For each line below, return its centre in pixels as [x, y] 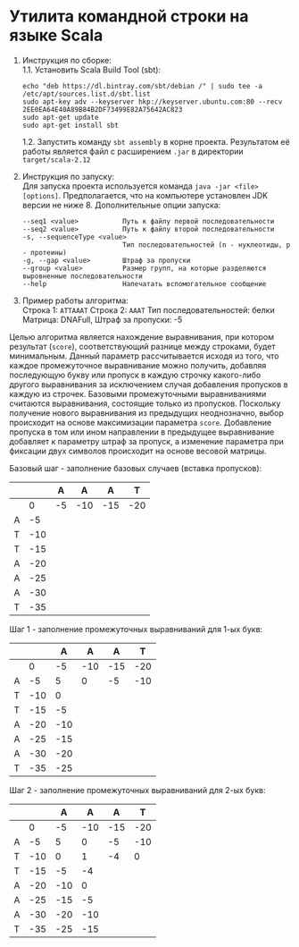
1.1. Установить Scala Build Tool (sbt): [91, 70]
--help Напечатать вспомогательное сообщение [144, 283]
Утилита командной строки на [129, 17]
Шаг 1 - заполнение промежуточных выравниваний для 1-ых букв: [136, 629]
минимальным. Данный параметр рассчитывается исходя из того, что [144, 356]
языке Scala [56, 35]
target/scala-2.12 [56, 160]
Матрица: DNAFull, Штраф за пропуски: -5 [102, 319]
